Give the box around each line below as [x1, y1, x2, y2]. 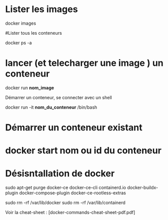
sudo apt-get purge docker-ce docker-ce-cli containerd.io [5, 185, 126, 191]
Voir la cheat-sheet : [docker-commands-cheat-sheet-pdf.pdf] [5, 209, 135, 215]
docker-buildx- [127, 185, 158, 191]
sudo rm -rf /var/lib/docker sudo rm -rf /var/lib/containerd [5, 200, 126, 206]
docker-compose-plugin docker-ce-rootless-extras [19, 190, 126, 196]
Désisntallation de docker [5, 168, 115, 179]
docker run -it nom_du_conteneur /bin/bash [5, 104, 97, 110]
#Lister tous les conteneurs [5, 30, 62, 36]
